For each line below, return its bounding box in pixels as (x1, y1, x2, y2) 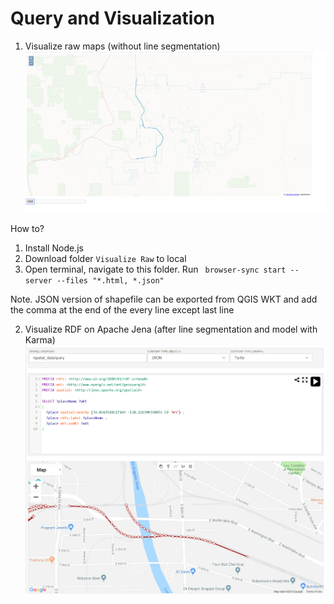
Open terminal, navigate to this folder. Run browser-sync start (24, 263, 287, 276)
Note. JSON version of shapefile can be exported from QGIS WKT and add (10, 293, 318, 306)
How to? (10, 223, 45, 235)
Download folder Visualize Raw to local (24, 253, 187, 265)
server (24, 276, 53, 286)
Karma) (24, 334, 56, 346)
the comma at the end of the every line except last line (10, 304, 235, 316)
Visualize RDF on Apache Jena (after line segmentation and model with (24, 323, 318, 336)
